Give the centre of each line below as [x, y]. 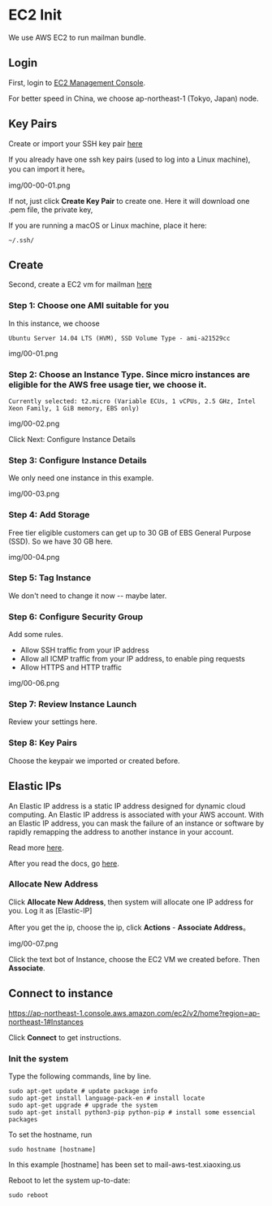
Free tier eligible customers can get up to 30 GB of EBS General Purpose [130, 532]
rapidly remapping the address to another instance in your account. [121, 831]
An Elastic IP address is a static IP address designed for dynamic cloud [127, 805]
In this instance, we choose [54, 323]
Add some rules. [36, 635]
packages [23, 1119]
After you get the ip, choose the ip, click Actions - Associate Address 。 [129, 927]
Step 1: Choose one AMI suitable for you [89, 306]
